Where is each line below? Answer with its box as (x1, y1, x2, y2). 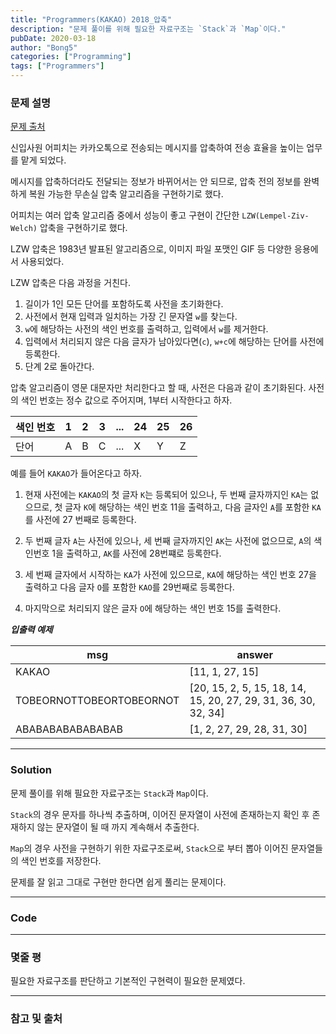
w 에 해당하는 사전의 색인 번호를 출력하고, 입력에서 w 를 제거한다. (24, 323, 269, 335)
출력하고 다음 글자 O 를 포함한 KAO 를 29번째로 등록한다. (24, 581, 235, 593)
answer (236, 648, 274, 662)
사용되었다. (20, 256, 65, 268)
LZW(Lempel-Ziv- (241, 211, 310, 221)
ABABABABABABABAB (15, 722, 124, 736)
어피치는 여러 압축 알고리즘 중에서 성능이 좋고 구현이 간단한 (10, 209, 240, 221)
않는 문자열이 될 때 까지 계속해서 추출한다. (36, 821, 200, 833)
